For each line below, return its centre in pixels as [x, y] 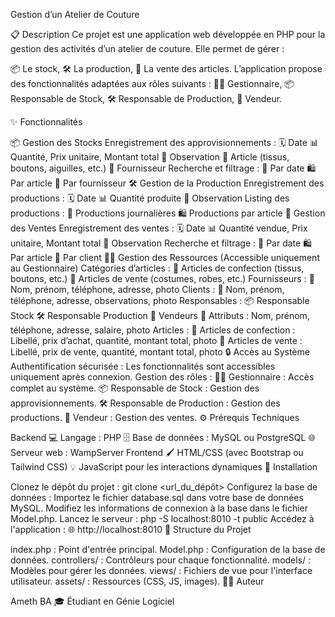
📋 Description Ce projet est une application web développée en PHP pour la [168, 34]
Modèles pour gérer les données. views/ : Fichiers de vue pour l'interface [161, 570]
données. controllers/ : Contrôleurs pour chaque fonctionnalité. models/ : [161, 560]
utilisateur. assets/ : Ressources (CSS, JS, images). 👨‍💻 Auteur [137, 581]
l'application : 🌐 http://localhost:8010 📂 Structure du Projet [131, 529]
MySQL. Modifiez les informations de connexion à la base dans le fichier [159, 508]
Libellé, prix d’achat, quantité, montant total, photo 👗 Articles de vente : [156, 340]
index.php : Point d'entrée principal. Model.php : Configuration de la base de [168, 549]
